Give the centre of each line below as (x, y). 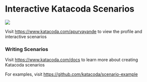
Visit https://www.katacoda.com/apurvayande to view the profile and (74, 31)
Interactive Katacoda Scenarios (70, 9)
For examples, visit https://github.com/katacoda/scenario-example (71, 74)
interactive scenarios (26, 36)
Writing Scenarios (27, 49)
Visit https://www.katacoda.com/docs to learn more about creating (72, 60)
